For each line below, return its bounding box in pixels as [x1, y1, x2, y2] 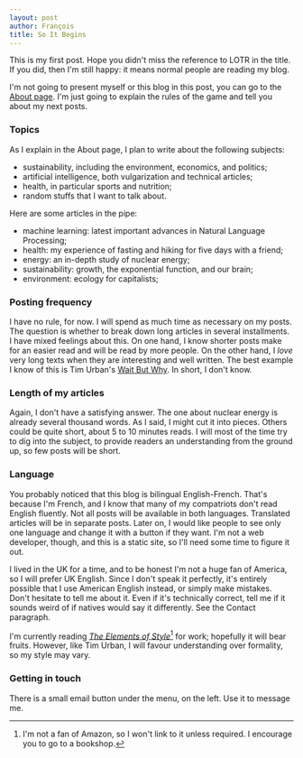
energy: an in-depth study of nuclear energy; [22, 254, 190, 264]
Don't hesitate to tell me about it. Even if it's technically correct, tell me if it [9, 592, 286, 603]
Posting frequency [9, 295, 93, 308]
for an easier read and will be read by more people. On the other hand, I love [9, 345, 293, 356]
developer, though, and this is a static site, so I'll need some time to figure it [9, 536, 290, 547]
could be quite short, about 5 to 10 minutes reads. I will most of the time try [9, 426, 289, 438]
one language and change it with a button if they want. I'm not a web [9, 527, 264, 538]
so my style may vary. [9, 650, 91, 661]
